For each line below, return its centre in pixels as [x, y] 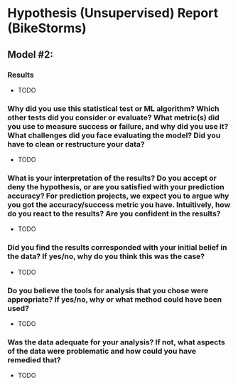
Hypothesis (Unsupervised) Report [113, 13]
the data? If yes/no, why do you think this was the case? [106, 256]
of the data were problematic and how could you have [102, 351]
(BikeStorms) [47, 28]
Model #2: [30, 54]
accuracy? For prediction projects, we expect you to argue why [118, 196]
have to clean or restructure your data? [76, 144]
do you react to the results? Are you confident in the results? [114, 213]
